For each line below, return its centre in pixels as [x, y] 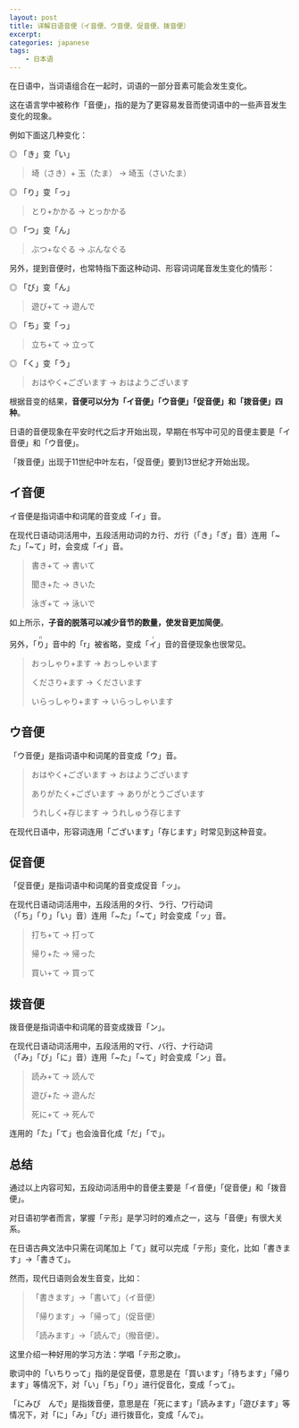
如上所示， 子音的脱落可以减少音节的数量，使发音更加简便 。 [119, 622]
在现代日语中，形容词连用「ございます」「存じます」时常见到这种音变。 [140, 831]
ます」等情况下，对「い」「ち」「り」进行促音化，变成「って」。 [125, 1385]
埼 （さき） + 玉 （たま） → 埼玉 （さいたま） [111, 173]
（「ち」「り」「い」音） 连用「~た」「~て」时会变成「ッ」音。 [120, 916]
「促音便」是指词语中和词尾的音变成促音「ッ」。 [97, 885]
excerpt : [25, 34]
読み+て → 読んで [63, 1076]
